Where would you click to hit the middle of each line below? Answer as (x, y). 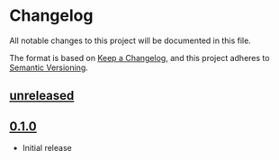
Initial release (47, 148)
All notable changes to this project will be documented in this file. (130, 40)
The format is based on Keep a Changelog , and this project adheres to (139, 58)
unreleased (42, 96)
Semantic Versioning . (49, 67)
